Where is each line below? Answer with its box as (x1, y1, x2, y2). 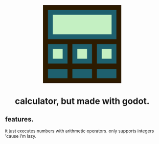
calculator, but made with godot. (14, 96, 150, 107)
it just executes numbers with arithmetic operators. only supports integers (5, 128, 154, 134)
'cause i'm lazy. (5, 133, 37, 139)
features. (5, 115, 34, 123)
